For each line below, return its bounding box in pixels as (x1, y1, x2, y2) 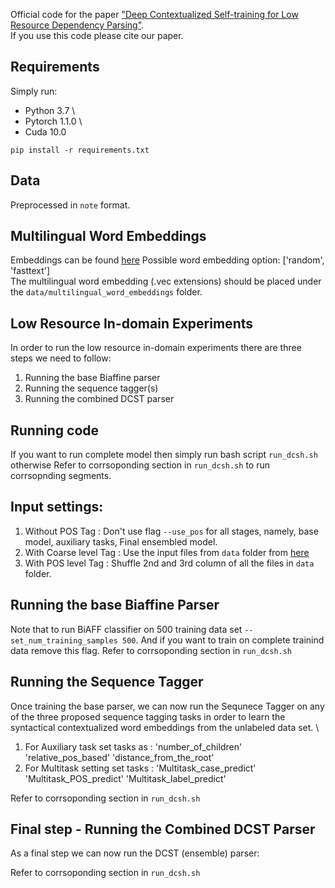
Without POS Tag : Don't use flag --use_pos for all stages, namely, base (24, 525, 319, 537)
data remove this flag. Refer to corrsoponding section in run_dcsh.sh (10, 644, 293, 656)
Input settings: (10, 499, 104, 516)
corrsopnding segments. (10, 470, 112, 482)
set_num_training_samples (10, 635, 118, 646)
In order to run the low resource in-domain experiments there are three (10, 342, 302, 354)
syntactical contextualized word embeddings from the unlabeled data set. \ (10, 721, 320, 733)
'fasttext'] (10, 265, 51, 277)
